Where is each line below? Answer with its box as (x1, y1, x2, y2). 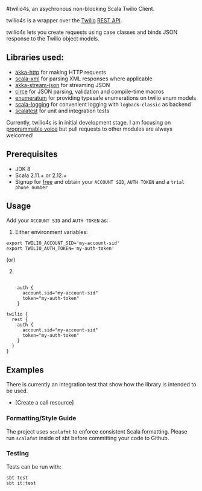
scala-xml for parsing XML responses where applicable (14, 75, 153, 82)
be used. (6, 387, 28, 395)
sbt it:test (6, 480, 36, 486)
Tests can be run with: (6, 463, 62, 470)
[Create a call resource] (14, 399, 74, 406)
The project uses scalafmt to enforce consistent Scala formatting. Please (6, 428, 188, 435)
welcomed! (6, 131, 34, 138)
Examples (6, 365, 44, 375)
